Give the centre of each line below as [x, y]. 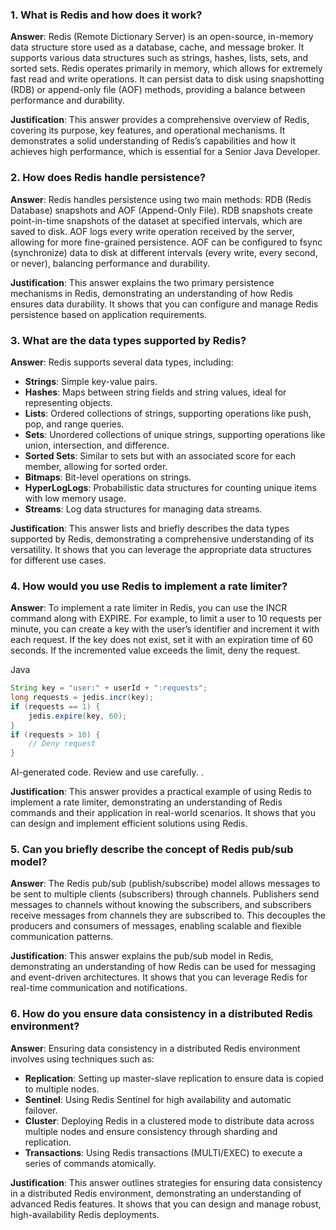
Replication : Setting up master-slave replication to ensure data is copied [174, 1078]
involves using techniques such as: [82, 1059]
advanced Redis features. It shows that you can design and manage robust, [166, 1204]
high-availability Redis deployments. [85, 1214]
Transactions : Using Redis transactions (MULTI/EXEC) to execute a [163, 1152]
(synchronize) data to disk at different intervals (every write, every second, [164, 252]
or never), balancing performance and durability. [110, 263]
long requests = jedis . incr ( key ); [82, 698]
